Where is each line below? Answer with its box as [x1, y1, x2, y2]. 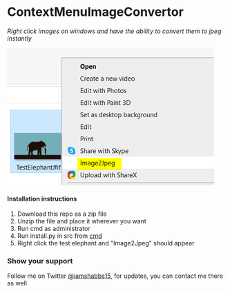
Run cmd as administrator [17, 225, 91, 233]
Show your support [7, 256, 73, 266]
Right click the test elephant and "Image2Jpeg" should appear [17, 239, 195, 247]
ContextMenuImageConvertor [7, 4, 184, 20]
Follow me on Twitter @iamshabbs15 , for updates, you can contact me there [7, 272, 223, 280]
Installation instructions [7, 194, 77, 203]
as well [7, 279, 28, 287]
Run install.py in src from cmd [17, 232, 102, 240]
